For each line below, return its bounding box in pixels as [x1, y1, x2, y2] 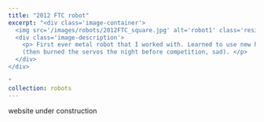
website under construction [8, 105, 97, 115]
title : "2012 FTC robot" [8, 11, 90, 20]
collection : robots [8, 84, 72, 92]
